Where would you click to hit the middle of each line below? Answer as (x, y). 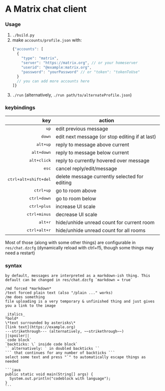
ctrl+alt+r (39, 231)
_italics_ (15, 314)
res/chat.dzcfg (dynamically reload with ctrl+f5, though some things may (79, 247)
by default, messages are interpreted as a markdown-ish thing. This (78, 275)
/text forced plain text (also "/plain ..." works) (59, 293)
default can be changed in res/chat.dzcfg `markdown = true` (69, 280)
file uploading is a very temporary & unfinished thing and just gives (80, 301)
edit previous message (82, 128)
